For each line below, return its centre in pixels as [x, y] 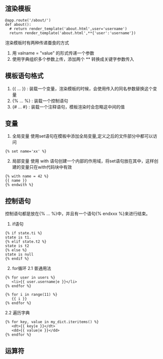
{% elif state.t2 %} [26, 242]
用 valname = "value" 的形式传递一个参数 [53, 53]
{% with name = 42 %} [27, 177]
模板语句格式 [24, 76]
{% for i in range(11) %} [31, 295]
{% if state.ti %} [24, 233]
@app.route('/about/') [28, 20]
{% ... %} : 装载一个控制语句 [40, 101]
